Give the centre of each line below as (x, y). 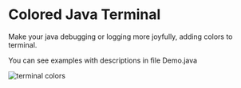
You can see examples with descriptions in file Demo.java (103, 60)
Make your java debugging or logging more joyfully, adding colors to (120, 36)
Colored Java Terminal (85, 15)
